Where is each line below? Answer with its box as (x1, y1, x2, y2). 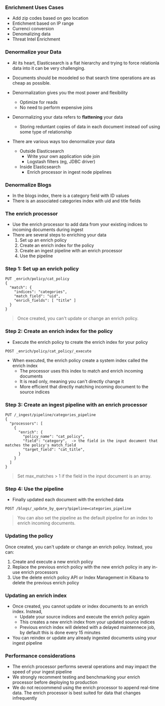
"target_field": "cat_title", (23, 447, 85, 452)
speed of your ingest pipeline (12, 669, 72, 675)
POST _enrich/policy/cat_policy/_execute (5, 348, 92, 354)
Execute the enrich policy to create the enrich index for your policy (12, 339, 148, 345)
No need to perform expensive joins (19, 104, 93, 110)
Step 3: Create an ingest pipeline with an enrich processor (5, 401, 148, 408)
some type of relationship (19, 129, 72, 135)
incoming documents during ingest (12, 227, 83, 233)
